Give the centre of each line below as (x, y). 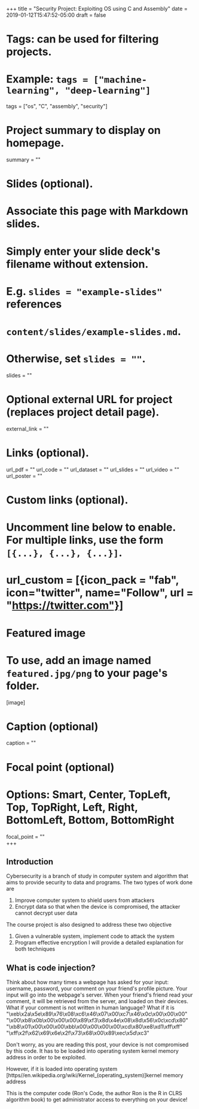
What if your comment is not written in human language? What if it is (91, 1008)
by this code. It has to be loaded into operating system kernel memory (93, 1051)
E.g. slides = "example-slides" (84, 291)
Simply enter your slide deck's (83, 251)
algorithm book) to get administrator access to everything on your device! (97, 1099)
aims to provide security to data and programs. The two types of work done (99, 882)
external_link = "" (27, 429)
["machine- (120, 80)
